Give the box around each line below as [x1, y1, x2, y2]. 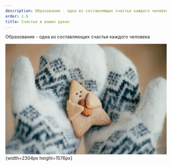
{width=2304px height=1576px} [5, 155, 73, 161]
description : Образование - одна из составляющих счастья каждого [5, 8, 150, 13]
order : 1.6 [5, 13, 29, 19]
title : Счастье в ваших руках [5, 19, 70, 24]
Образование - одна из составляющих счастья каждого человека [5, 34, 150, 40]
